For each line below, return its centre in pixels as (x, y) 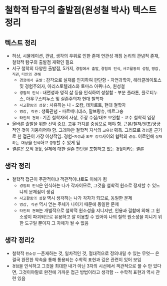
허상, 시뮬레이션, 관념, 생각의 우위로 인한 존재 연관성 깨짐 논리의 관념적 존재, (86, 56)
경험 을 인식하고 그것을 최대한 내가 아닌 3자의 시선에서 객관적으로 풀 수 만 (82, 265)
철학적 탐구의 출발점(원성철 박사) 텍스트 (81, 10)
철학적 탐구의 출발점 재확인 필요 (42, 62)
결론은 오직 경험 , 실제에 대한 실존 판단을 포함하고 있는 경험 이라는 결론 (78, 149)
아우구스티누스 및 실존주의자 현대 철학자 (65, 99)
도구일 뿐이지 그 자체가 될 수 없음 (57, 223)
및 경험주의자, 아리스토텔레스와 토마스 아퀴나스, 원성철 (72, 86)
